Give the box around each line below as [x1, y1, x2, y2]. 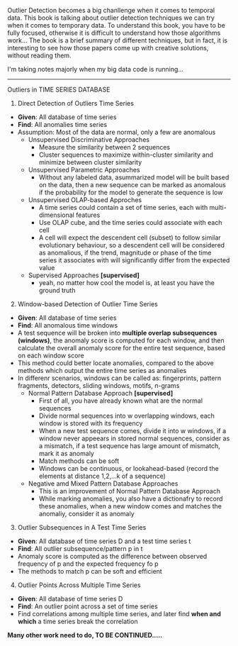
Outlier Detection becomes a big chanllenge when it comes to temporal [7, 6, 215, 14]
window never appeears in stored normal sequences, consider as [38, 434, 230, 442]
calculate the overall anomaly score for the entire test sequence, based [17, 344, 225, 352]
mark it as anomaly [38, 450, 94, 457]
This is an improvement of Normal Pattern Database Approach [38, 487, 221, 495]
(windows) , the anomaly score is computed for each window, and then [17, 336, 225, 345]
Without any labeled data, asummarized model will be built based [38, 173, 229, 182]
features [75, 211, 101, 219]
